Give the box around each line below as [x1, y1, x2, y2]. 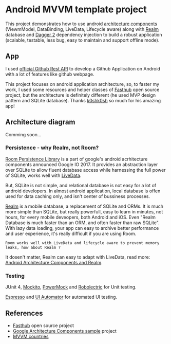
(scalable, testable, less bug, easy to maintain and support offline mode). [5, 37, 160, 43]
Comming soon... [5, 131, 42, 137]
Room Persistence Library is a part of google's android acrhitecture [5, 156, 148, 162]
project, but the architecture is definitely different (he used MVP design [5, 92, 156, 98]
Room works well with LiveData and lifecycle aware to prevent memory [5, 240, 160, 245]
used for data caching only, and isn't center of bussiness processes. [5, 193, 150, 199]
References [5, 309, 43, 317]
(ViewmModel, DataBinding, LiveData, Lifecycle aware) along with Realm [5, 26, 159, 32]
